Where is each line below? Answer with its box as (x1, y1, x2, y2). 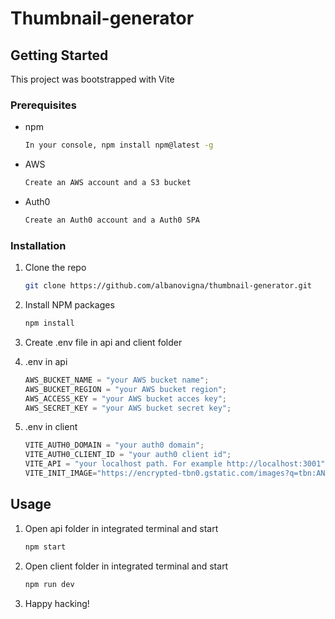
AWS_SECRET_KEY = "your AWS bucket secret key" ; (24, 403, 232, 413)
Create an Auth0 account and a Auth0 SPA (24, 215, 200, 226)
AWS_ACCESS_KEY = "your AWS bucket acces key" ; (24, 393, 227, 404)
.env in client (24, 421, 78, 433)
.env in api (24, 355, 68, 367)
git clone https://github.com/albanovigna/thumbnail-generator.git (24, 281, 312, 291)
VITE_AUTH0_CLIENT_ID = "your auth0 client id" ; (24, 450, 232, 460)
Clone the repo (24, 262, 87, 274)
